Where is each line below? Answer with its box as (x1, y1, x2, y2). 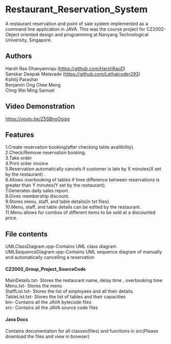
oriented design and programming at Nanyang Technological (20, 31, 148, 37)
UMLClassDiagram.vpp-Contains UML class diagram (5, 244, 117, 250)
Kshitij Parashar (5, 76, 38, 83)
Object (5, 31, 19, 37)
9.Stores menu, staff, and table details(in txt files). (5, 198, 111, 205)
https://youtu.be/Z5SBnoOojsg (5, 115, 70, 122)
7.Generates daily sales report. (5, 188, 70, 194)
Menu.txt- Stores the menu (5, 283, 62, 289)
